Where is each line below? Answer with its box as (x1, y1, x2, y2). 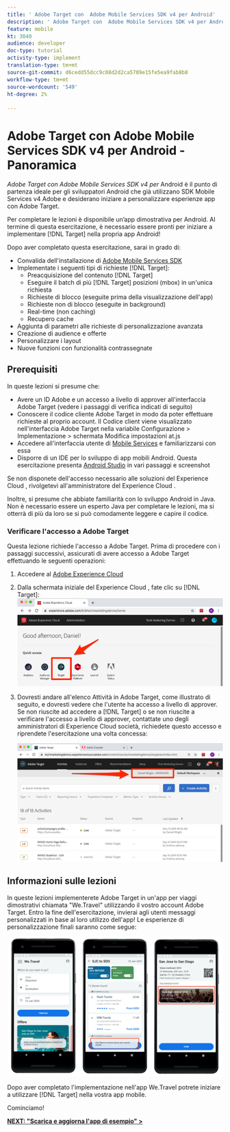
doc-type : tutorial (7, 47, 63, 54)
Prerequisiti (7, 364, 58, 375)
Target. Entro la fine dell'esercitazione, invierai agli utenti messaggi (7, 908, 196, 916)
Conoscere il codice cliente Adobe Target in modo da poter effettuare (16, 410, 214, 418)
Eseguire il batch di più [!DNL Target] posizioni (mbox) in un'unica (27, 279, 213, 287)
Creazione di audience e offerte (16, 329, 107, 338)
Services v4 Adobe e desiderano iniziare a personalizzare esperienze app (7, 195, 216, 203)
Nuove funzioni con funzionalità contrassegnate (16, 344, 153, 353)
